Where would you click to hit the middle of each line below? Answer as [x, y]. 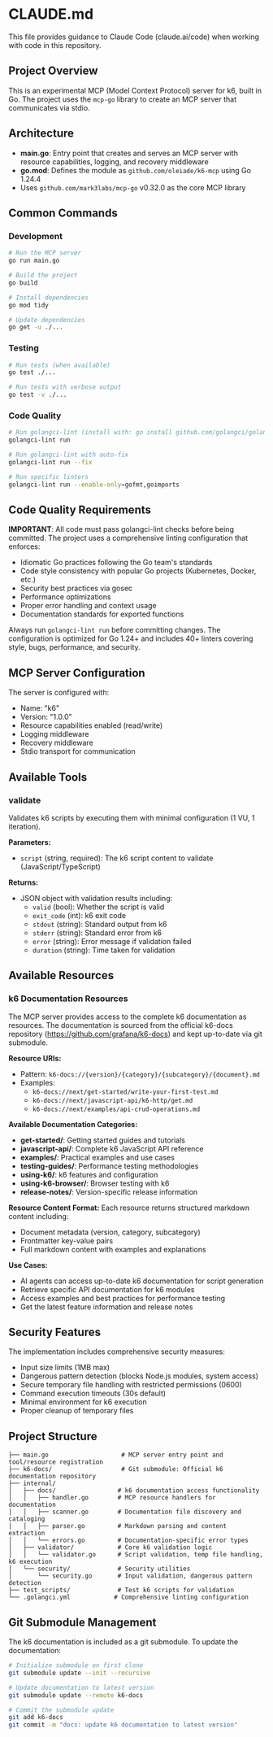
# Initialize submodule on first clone [76, 1665]
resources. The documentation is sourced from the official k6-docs [121, 1025]
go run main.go [34, 261]
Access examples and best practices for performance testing [123, 1298]
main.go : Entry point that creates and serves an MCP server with [129, 153]
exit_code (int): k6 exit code [79, 915]
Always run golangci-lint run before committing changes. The [115, 630]
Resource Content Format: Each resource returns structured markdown [129, 1208]
